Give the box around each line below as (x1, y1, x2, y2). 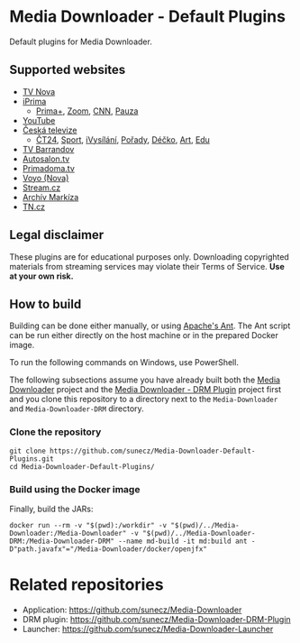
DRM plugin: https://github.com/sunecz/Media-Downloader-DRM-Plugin (22, 613, 291, 624)
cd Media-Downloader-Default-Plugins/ (9, 462, 155, 471)
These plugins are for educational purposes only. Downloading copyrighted (9, 251, 290, 262)
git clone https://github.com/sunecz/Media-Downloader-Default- (9, 446, 256, 455)
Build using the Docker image (9, 482, 141, 495)
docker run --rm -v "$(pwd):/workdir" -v (9, 520, 168, 529)
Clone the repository (9, 426, 102, 438)
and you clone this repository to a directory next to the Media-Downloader (9, 394, 278, 405)
